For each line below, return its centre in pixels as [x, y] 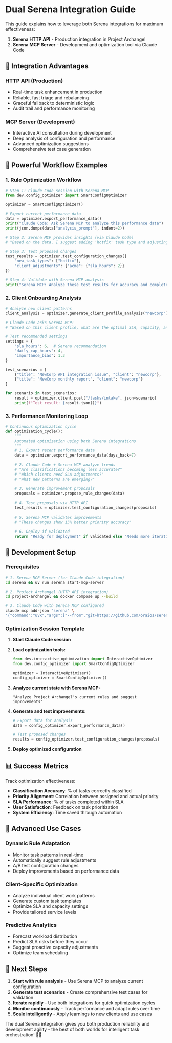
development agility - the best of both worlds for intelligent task [72, 1029]
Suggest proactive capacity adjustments [55, 947]
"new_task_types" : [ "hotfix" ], [48, 261]
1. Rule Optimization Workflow [44, 180]
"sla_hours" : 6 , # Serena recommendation [60, 346]
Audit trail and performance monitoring [54, 108]
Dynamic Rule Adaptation [38, 843]
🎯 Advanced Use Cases [43, 829]
